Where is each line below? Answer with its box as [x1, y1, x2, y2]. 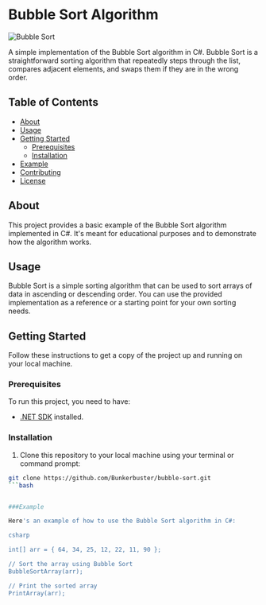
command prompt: [19, 459, 81, 468]
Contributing [19, 167, 61, 176]
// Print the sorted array [8, 582, 98, 590]
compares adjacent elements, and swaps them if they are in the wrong [8, 64, 239, 73]
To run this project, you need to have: [8, 397, 131, 406]
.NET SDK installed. [19, 412, 84, 422]
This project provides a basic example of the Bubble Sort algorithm [8, 220, 228, 230]
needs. [8, 306, 31, 316]
